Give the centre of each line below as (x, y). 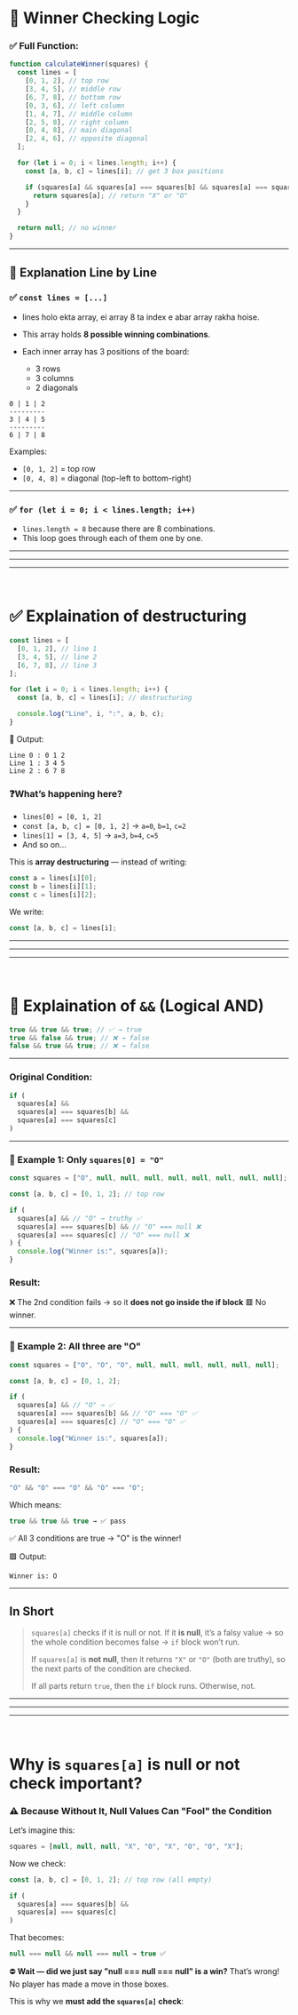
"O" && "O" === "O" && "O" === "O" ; (77, 1487)
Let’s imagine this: (42, 1830)
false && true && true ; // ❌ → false (79, 1046)
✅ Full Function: (44, 46)
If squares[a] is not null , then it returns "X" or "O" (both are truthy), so (158, 1660)
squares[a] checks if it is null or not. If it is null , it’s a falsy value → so (157, 1633)
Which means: (35, 1504)
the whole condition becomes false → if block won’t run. (135, 1642)
